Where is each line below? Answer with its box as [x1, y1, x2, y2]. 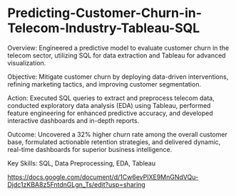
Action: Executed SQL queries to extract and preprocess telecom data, [7, 94, 215, 102]
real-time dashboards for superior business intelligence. [7, 145, 173, 153]
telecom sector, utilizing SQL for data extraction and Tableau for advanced [7, 51, 226, 60]
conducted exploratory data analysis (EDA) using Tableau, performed [7, 101, 211, 109]
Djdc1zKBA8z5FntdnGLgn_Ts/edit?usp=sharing [7, 180, 146, 189]
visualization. [7, 58, 46, 67]
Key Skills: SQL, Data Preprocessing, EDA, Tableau [7, 158, 155, 168]
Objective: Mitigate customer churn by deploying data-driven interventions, [7, 72, 229, 81]
